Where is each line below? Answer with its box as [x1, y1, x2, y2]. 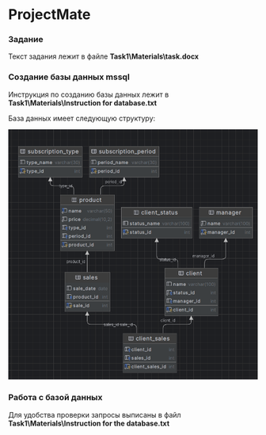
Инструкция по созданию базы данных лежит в [8, 90, 169, 99]
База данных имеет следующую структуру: [8, 113, 156, 123]
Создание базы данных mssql [8, 71, 131, 82]
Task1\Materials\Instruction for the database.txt [8, 418, 170, 428]
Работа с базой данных [8, 392, 103, 403]
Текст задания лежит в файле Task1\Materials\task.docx [8, 52, 199, 61]
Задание [8, 34, 44, 45]
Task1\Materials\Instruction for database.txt [8, 97, 157, 108]
